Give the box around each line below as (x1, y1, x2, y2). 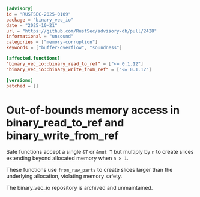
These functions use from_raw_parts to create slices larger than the (6, 166, 173, 174)
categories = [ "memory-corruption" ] (6, 39, 98, 45)
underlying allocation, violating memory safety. (6, 172, 123, 180)
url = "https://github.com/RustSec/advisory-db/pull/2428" (6, 28, 157, 34)
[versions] (6, 77, 34, 83)
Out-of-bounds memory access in (6, 103, 180, 117)
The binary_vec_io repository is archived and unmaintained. (6, 184, 153, 192)
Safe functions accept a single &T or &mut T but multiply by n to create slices (6, 148, 194, 156)
